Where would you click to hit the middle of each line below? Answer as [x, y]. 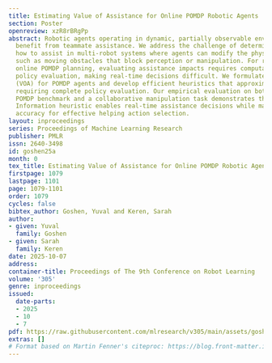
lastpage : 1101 [34, 181]
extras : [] [27, 339]
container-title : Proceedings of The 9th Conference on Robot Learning [132, 272]
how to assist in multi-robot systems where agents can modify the [132, 53]
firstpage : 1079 [36, 174]
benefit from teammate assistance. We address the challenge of [126, 46]
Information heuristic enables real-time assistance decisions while [135, 106]
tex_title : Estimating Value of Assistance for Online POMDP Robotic [128, 167]
